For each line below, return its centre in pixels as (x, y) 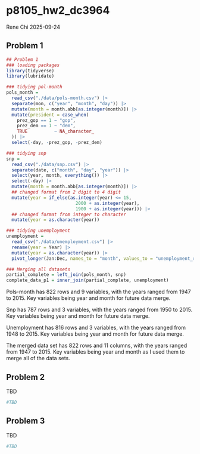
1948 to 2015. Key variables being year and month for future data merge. (95, 334)
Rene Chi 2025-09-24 (33, 27)
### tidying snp (26, 153)
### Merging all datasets (38, 269)
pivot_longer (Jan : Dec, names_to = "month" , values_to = (82, 258)
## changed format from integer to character (69, 214)
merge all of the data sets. (38, 358)
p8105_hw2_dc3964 (58, 10)
